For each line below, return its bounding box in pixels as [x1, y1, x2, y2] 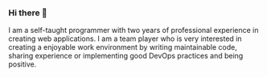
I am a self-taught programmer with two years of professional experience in [8, 26, 259, 35]
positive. [8, 59, 37, 69]
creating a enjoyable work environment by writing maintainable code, [8, 43, 237, 52]
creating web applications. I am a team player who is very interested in [8, 34, 243, 43]
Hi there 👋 [8, 7, 48, 18]
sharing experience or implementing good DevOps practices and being [8, 51, 244, 61]
